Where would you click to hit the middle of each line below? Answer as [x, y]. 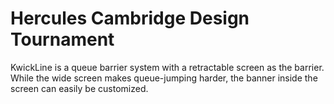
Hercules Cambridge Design [130, 18]
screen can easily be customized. [79, 88]
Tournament [62, 39]
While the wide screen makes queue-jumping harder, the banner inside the [164, 78]
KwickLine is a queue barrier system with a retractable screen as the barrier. [167, 67]
